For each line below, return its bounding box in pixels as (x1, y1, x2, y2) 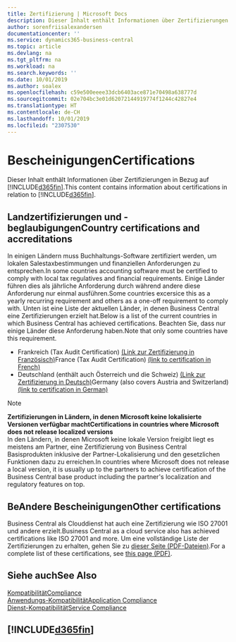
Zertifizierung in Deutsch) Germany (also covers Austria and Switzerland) (17, 378, 229, 387)
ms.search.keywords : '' (7, 69, 77, 76)
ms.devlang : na (7, 50, 52, 57)
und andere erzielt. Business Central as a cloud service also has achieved (7, 527, 220, 535)
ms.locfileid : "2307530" (7, 121, 80, 129)
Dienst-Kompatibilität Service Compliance (7, 603, 127, 612)
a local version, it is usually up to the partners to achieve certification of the (7, 465, 226, 473)
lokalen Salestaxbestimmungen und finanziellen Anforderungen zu (7, 259, 201, 268)
